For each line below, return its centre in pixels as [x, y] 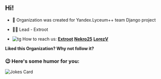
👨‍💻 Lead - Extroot [30, 29]
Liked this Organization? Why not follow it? [50, 48]
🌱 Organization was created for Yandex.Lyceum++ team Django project [84, 20]
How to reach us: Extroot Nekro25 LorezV [65, 39]
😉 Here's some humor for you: [42, 61]
